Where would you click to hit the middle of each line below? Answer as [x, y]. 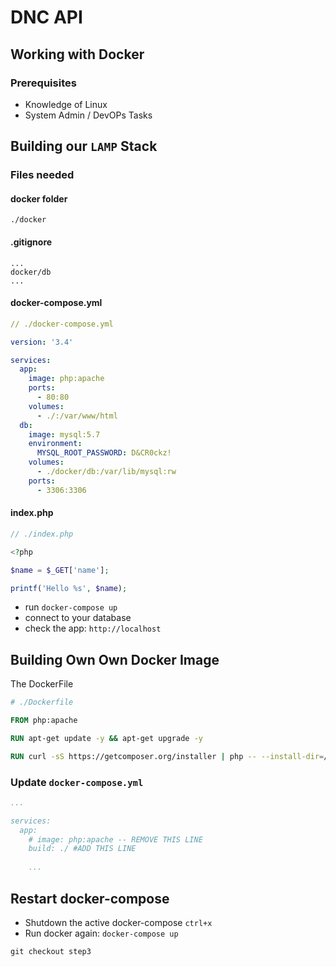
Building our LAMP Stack [84, 146]
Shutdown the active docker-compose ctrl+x [118, 922]
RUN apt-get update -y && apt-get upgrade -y [106, 738]
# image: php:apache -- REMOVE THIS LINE [115, 839]
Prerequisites [43, 83]
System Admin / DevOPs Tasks [88, 115]
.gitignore [31, 242]
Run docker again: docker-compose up [101, 933]
